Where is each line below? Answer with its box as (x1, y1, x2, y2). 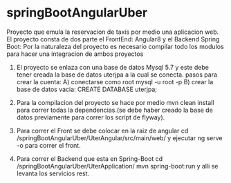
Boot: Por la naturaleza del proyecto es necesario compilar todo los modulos (6, 42, 224, 50)
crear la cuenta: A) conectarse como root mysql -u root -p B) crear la (16, 77, 214, 86)
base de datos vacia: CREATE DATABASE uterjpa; (16, 85, 157, 93)
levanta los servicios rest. (16, 169, 90, 177)
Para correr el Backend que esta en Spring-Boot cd (16, 154, 163, 163)
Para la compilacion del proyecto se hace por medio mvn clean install (16, 98, 214, 106)
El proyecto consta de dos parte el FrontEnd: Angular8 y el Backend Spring (6, 35, 220, 43)
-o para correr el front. (16, 141, 81, 149)
